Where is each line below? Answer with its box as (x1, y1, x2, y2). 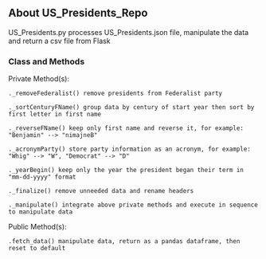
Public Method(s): (8, 222, 67, 232)
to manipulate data (8, 208, 73, 216)
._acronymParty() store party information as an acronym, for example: (8, 145, 251, 154)
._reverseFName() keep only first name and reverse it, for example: (8, 124, 244, 132)
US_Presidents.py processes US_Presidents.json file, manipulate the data (8, 27, 249, 37)
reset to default (8, 245, 66, 253)
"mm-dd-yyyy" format (8, 173, 77, 182)
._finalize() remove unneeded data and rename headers (8, 187, 194, 195)
